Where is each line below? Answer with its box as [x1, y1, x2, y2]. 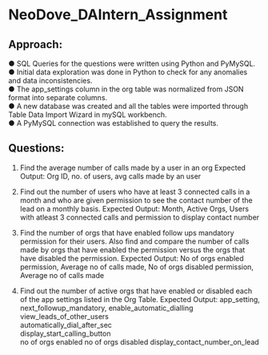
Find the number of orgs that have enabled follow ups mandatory [19, 228, 234, 237]
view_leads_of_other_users [19, 311, 110, 321]
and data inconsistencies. [8, 76, 93, 85]
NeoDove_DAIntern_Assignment [8, 6, 228, 24]
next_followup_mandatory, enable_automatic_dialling [19, 303, 194, 313]
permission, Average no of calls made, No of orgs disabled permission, [19, 262, 254, 272]
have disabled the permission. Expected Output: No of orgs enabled [19, 253, 244, 263]
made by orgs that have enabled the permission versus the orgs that [19, 244, 246, 254]
